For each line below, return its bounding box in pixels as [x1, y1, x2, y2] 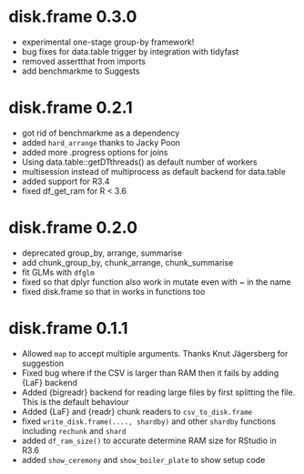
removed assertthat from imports [21, 55, 147, 66]
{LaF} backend [21, 377, 78, 388]
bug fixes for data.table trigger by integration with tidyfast [21, 45, 239, 56]
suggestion [21, 358, 65, 368]
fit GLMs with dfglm [21, 267, 95, 277]
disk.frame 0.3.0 [8, 6, 137, 27]
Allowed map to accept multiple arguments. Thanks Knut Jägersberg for [21, 348, 289, 358]
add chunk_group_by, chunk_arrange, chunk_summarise [21, 257, 234, 267]
